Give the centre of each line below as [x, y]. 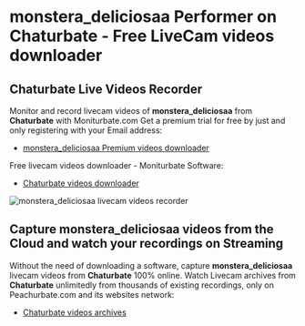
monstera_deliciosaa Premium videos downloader [116, 148]
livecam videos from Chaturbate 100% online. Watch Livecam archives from [152, 275]
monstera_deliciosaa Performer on [143, 17]
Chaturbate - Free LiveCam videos [142, 36]
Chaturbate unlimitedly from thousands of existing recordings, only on [142, 285]
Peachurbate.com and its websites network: [92, 294]
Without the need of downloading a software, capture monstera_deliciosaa [151, 265]
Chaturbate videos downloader [81, 183]
